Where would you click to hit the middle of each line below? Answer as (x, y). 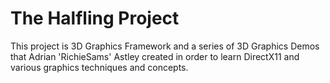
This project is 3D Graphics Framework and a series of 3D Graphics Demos (165, 46)
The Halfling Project (95, 18)
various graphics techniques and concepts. (99, 67)
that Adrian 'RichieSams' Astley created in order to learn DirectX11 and (155, 56)
